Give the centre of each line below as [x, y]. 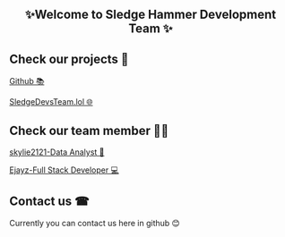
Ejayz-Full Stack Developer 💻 [64, 170]
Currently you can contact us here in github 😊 [95, 223]
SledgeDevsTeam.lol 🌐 [51, 102]
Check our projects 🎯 [69, 59]
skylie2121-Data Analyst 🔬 [57, 152]
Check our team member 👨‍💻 [89, 130]
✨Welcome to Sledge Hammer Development [151, 15]
